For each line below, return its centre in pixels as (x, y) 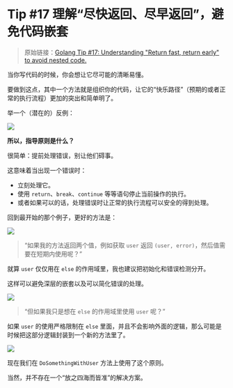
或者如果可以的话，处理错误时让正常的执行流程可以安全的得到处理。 (115, 202)
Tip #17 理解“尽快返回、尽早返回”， (110, 14)
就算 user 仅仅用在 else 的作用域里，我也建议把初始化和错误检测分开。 (109, 268)
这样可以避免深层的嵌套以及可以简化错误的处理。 (77, 284)
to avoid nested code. (55, 60)
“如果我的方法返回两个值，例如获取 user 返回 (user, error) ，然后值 (122, 245)
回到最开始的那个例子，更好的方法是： (62, 217)
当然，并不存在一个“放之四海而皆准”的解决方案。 (77, 378)
